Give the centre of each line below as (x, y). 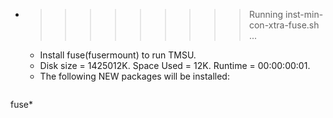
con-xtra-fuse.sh (284, 25)
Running (266, 14)
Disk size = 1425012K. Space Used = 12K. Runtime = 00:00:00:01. (175, 65)
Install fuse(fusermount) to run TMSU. (118, 55)
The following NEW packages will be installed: (134, 76)
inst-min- (304, 14)
